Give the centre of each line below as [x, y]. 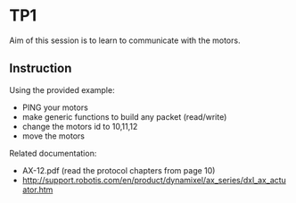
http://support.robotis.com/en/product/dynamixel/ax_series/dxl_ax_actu [154, 180]
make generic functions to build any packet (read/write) [124, 116]
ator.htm [37, 190]
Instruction [41, 68]
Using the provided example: [62, 89]
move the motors [53, 136]
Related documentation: [53, 153]
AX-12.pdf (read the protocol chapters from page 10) [119, 170]
